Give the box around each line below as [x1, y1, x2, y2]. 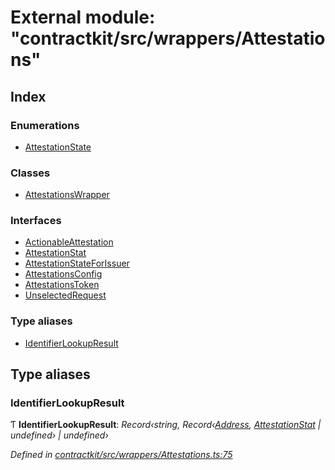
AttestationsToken [24, 279, 100, 291]
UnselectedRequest [24, 289, 107, 301]
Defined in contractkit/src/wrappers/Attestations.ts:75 [10, 449, 233, 461]
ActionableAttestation [24, 236, 114, 248]
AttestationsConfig [24, 268, 103, 280]
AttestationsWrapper [24, 189, 110, 201]
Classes [10, 166, 51, 180]
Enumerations [10, 118, 80, 132]
